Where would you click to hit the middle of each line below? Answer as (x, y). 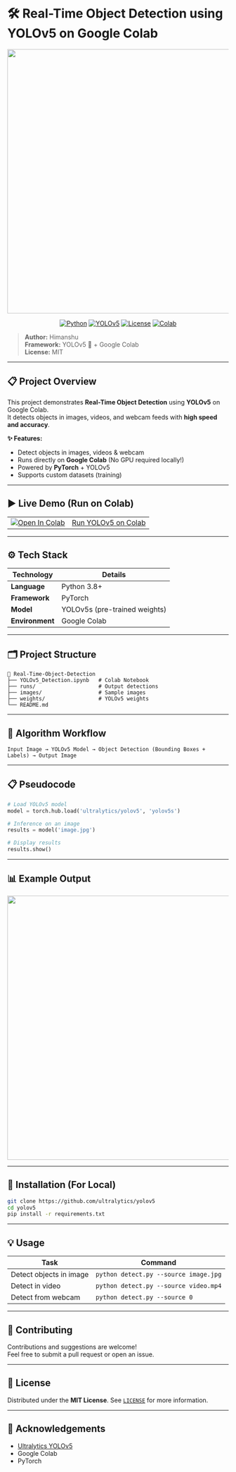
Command (159, 1263)
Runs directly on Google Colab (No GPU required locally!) (101, 459)
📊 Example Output (49, 879)
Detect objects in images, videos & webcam (81, 452)
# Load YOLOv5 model (38, 804)
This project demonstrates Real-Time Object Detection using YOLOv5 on (114, 402)
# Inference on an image (44, 824)
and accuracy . (29, 424)
